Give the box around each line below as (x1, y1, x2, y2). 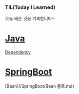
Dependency (5, 49, 31, 55)
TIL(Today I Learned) (5, 4, 56, 11)
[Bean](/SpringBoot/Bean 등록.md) (5, 83, 75, 89)
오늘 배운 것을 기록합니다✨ (5, 16, 56, 22)
